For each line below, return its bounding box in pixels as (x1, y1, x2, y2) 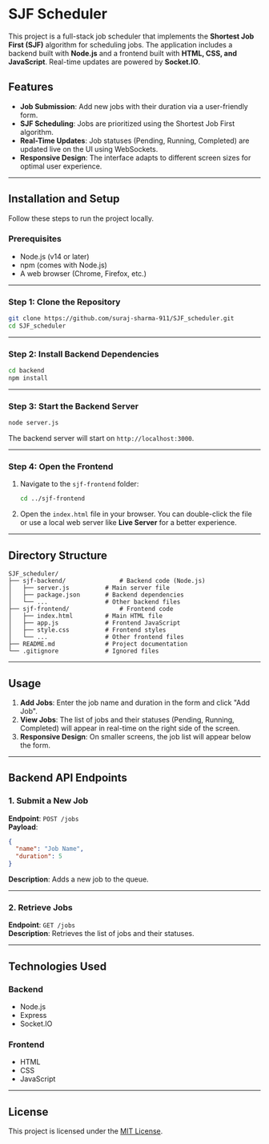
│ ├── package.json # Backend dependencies (8, 591, 184, 599)
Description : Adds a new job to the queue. (8, 874, 150, 884)
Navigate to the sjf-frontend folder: (19, 479, 139, 489)
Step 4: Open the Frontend (8, 461, 114, 472)
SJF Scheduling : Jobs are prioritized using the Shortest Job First (19, 118, 235, 128)
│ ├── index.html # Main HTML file (8, 612, 163, 621)
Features (8, 80, 54, 94)
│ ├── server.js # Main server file (8, 584, 171, 592)
